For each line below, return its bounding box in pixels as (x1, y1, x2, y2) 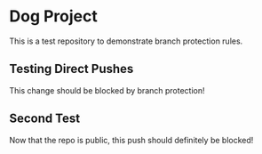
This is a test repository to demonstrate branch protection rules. (9, 36, 243, 46)
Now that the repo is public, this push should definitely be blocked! (9, 134, 254, 145)
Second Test (9, 111, 81, 126)
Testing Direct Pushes (9, 61, 134, 77)
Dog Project (9, 6, 98, 27)
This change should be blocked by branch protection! (9, 85, 206, 95)
